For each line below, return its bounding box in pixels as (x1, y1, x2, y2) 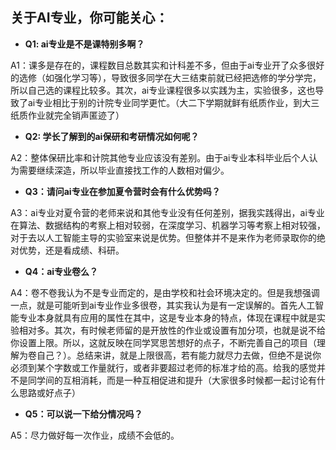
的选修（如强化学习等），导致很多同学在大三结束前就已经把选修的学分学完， (10, 71, 322, 83)
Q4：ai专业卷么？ (24, 265, 99, 277)
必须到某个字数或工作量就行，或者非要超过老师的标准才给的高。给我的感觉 (10, 361, 317, 373)
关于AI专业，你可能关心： (10, 9, 169, 27)
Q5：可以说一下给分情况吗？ (24, 408, 143, 420)
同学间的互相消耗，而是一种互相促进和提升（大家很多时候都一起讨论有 (27, 374, 317, 386)
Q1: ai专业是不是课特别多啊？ (24, 38, 145, 50)
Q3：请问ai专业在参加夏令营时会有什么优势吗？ (24, 185, 221, 197)
